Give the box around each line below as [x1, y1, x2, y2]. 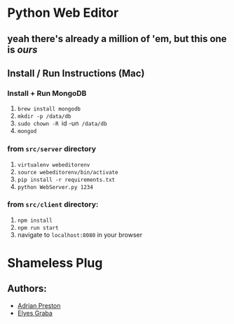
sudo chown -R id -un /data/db [17, 119, 107, 127]
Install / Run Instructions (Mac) [7, 67, 145, 79]
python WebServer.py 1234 [17, 183, 93, 190]
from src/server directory [7, 144, 97, 154]
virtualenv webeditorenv [17, 161, 90, 169]
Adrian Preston [17, 301, 61, 309]
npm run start [17, 224, 59, 232]
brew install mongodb [17, 106, 81, 113]
